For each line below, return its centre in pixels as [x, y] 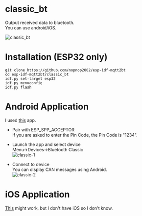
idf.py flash [18, 87]
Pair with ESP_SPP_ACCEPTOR [43, 130]
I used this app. [21, 120]
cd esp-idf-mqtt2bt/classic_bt [37, 74]
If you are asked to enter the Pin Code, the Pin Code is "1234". [75, 135]
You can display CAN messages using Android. [59, 169]
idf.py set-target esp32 [30, 79]
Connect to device [31, 164]
